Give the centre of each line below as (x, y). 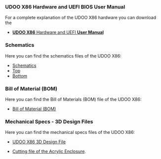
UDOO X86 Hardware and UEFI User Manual (58, 32)
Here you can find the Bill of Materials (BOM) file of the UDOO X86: (73, 99)
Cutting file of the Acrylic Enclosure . (49, 152)
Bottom (20, 76)
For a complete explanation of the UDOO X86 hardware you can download (81, 18)
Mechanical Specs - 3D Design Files (49, 122)
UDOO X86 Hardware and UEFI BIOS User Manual (65, 7)
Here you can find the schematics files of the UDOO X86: (63, 56)
